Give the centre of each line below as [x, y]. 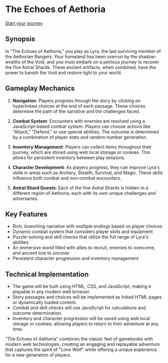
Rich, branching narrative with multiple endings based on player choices [87, 226]
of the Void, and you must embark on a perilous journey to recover [91, 62]
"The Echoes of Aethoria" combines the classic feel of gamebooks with [79, 339]
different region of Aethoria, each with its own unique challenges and [84, 193]
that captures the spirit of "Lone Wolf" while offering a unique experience [81, 350]
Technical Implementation [47, 274]
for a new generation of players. [38, 355]
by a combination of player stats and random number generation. [80, 137]
